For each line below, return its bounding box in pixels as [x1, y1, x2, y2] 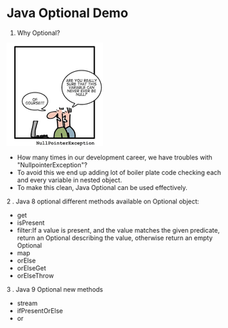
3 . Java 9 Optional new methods [6, 285, 104, 293]
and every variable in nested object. [16, 176, 122, 184]
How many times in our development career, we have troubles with [16, 153, 212, 162]
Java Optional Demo [6, 5, 129, 21]
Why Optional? [16, 28, 60, 37]
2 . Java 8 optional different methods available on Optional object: [6, 197, 200, 206]
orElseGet [16, 263, 47, 272]
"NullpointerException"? [16, 160, 88, 169]
